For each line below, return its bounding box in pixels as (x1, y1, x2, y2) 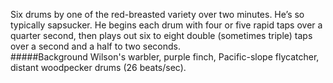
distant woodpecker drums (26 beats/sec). (10, 62, 187, 73)
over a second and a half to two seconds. (10, 40, 182, 52)
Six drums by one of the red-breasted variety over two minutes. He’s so (10, 9, 305, 20)
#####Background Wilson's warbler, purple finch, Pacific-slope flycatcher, (10, 51, 320, 63)
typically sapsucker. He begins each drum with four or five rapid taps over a (10, 19, 323, 31)
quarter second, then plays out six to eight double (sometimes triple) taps (10, 30, 313, 41)
